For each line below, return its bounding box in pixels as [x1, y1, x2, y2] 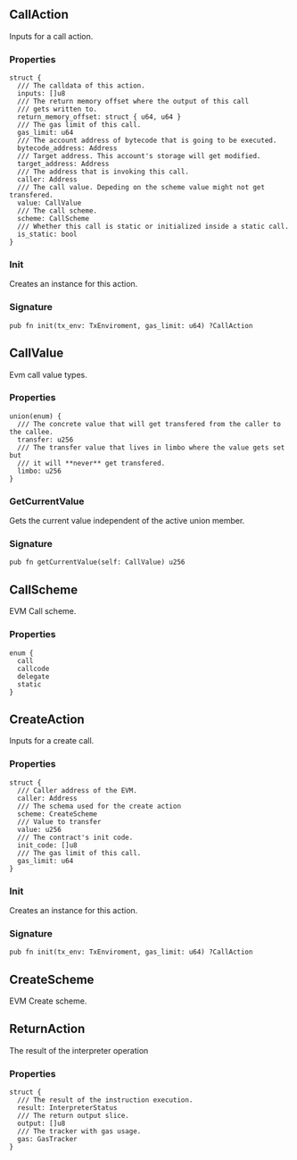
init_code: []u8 [17, 840, 78, 850]
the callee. [9, 427, 54, 436]
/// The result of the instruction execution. [17, 1096, 194, 1105]
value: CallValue [17, 198, 82, 208]
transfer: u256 [17, 435, 74, 444]
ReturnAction [9, 1021, 86, 1037]
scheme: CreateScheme [17, 809, 98, 819]
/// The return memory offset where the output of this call [17, 97, 250, 106]
